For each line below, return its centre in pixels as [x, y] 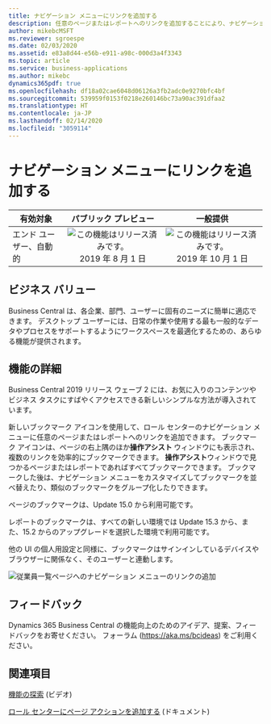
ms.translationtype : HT [48, 106]
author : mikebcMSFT [41, 31]
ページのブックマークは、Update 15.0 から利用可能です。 [103, 504]
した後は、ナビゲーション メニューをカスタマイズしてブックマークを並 [140, 478]
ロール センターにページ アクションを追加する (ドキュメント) [109, 711]
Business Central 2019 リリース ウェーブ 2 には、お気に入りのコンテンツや [132, 390]
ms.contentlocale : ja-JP [50, 114]
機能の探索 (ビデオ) [40, 694]
